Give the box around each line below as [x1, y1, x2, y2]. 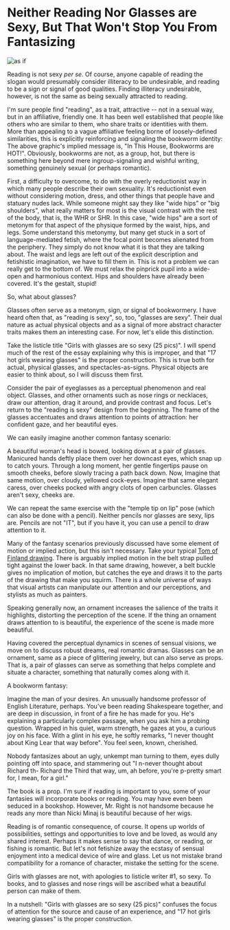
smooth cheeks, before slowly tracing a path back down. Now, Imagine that [7, 469, 220, 477]
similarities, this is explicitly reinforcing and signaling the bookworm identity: [7, 134, 223, 142]
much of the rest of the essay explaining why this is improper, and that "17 [7, 348, 216, 357]
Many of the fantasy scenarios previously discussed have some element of [7, 539, 220, 547]
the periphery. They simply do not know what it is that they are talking [7, 243, 205, 251]
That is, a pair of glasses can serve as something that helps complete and [7, 661, 216, 669]
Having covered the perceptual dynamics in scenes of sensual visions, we [7, 639, 217, 647]
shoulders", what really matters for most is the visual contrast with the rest [7, 206, 218, 214]
